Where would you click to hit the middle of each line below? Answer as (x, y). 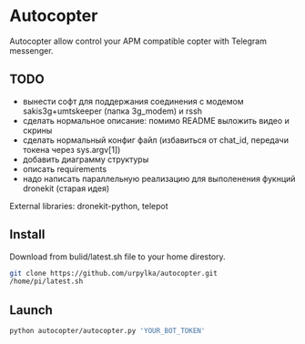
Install (27, 234)
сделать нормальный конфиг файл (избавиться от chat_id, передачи (156, 140)
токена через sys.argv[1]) (71, 149)
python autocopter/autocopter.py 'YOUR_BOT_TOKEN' (107, 331)
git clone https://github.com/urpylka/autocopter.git (114, 273)
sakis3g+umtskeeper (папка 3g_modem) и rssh (112, 111)
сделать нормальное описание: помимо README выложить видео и (156, 120)
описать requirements (65, 168)
